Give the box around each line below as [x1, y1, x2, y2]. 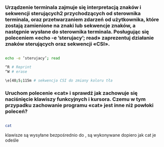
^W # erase [5, 69, 27, 74]
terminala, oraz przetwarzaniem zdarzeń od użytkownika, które [5, 16, 159, 23]
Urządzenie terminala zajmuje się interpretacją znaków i [5, 4, 141, 11]
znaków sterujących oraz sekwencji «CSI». [5, 41, 110, 47]
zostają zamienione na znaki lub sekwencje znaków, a [5, 22, 136, 29]
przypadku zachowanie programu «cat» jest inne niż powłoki [5, 102, 154, 108]
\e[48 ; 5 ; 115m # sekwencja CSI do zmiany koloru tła [5, 78, 113, 83]
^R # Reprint [5, 65, 32, 70]
